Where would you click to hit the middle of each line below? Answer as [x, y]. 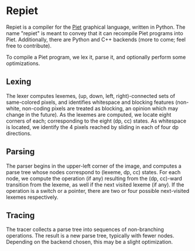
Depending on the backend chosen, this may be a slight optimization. [90, 242]
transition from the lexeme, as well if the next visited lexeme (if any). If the [95, 184]
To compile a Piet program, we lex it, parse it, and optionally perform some [96, 57]
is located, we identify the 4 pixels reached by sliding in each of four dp [92, 127]
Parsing [20, 152]
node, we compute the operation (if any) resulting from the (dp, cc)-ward [94, 178]
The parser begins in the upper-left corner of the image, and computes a [94, 166]
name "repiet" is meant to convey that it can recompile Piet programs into [95, 33]
